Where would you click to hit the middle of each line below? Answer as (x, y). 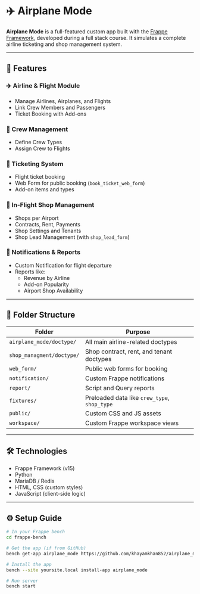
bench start (21, 586)
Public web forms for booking (126, 368)
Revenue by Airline (47, 278)
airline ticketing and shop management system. (64, 44)
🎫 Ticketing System (35, 164)
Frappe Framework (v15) (45, 468)
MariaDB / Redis (35, 481)
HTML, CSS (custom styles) (49, 487)
